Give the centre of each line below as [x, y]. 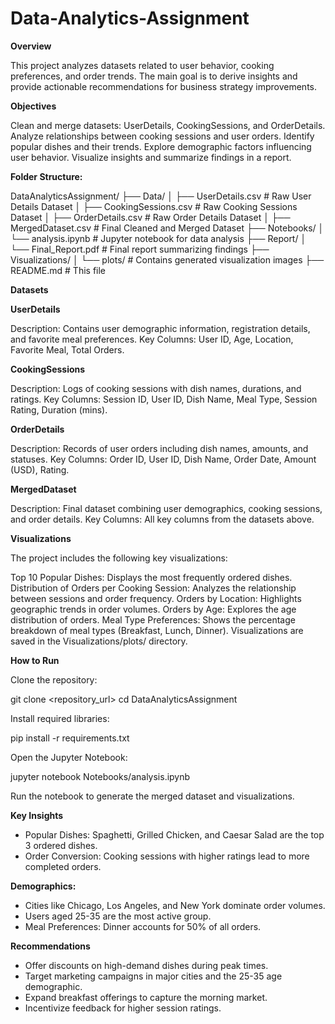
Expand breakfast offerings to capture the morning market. [146, 997]
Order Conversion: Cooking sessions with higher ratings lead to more [167, 856]
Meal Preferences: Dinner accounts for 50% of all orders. [143, 926]
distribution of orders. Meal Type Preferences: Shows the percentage [153, 619]
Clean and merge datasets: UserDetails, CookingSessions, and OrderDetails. [168, 125]
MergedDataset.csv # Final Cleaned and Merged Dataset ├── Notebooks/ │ [167, 228]
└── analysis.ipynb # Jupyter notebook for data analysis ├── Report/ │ [158, 238]
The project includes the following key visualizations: [119, 558]
